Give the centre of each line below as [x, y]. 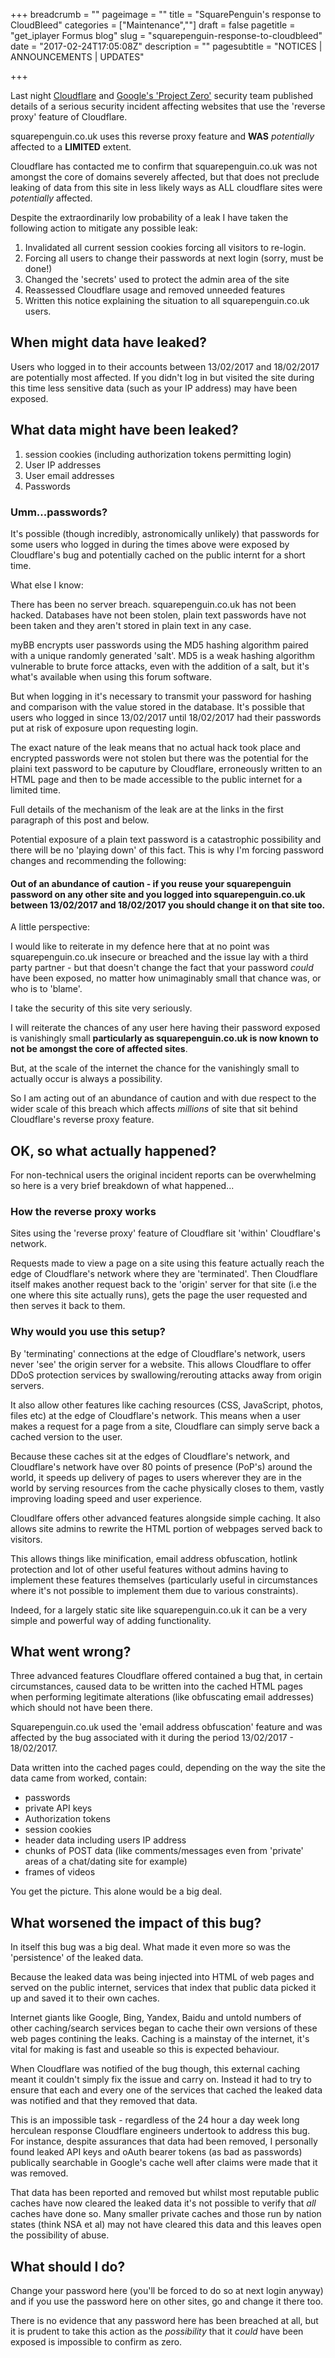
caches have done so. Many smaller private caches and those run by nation [166, 2214]
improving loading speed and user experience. [106, 1498]
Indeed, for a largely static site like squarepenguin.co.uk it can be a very [159, 1610]
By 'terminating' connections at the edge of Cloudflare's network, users [158, 1353]
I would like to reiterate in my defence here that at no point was [140, 946]
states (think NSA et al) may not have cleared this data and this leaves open [166, 2225]
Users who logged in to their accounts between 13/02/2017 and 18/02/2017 [165, 366]
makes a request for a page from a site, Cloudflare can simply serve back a [165, 1426]
